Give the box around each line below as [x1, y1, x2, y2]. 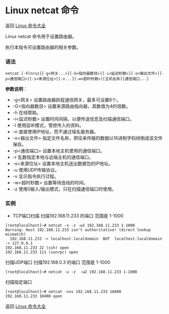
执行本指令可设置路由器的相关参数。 [5, 44, 81, 50]
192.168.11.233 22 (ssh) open [5, 245, 70, 250]
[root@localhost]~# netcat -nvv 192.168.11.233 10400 [5, 289, 122, 294]
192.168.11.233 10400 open [5, 294, 62, 299]
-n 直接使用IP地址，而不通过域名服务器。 [12, 128, 99, 135]
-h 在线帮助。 [12, 110, 42, 116]
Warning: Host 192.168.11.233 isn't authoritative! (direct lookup [5, 227, 151, 232]
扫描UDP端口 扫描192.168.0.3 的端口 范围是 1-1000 [5, 259, 111, 265]
